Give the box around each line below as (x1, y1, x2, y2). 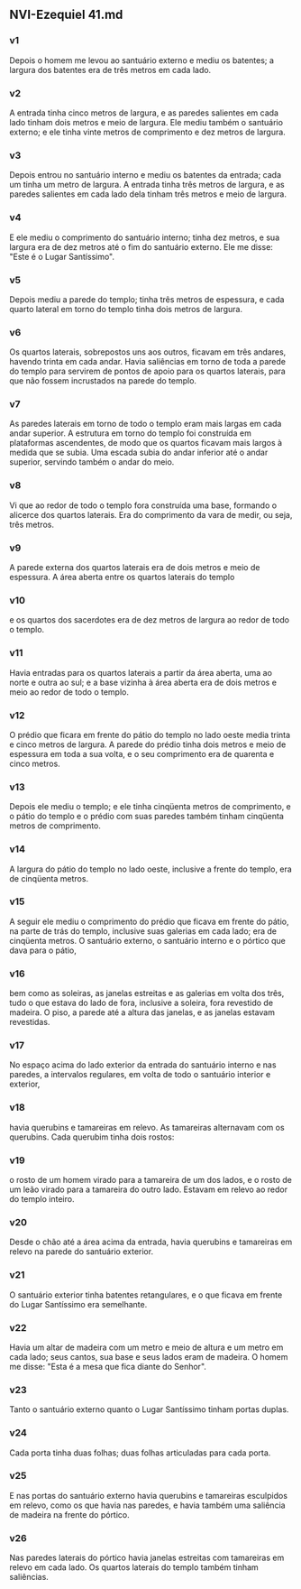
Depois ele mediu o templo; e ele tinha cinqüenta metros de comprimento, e (9, 801, 291, 812)
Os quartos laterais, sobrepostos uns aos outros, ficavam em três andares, (9, 346, 287, 357)
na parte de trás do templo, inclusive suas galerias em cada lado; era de (9, 925, 278, 937)
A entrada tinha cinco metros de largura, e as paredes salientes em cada (9, 107, 279, 118)
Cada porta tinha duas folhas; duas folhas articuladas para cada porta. (9, 1447, 271, 1458)
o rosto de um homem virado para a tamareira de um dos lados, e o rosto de (9, 1175, 293, 1186)
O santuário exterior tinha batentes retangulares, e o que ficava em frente (9, 1289, 283, 1300)
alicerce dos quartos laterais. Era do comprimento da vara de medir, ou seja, (9, 509, 293, 520)
